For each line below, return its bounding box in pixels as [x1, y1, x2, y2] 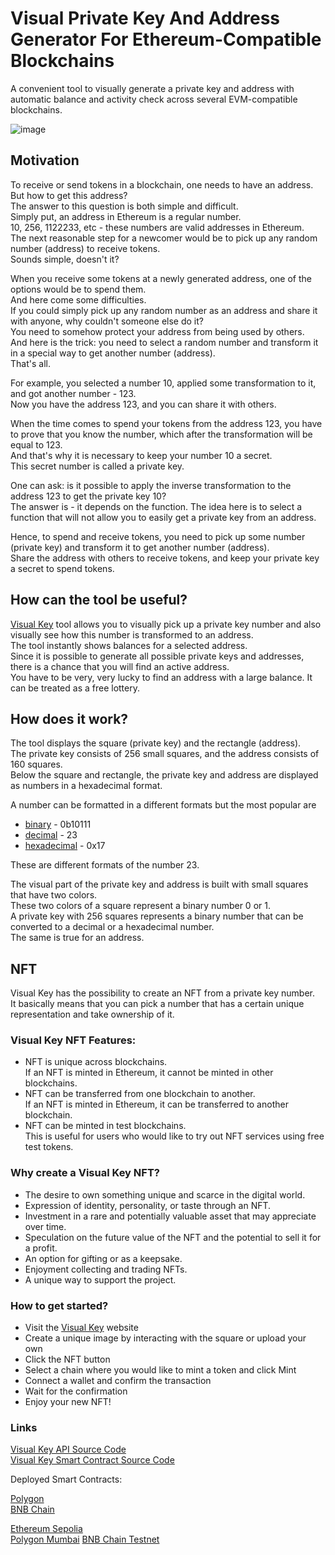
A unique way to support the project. [24, 1273, 177, 1286]
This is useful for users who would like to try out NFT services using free [24, 1130, 325, 1142]
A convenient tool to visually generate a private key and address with [10, 82, 295, 94]
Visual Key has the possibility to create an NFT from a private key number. [10, 987, 316, 999]
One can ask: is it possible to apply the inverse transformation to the [10, 479, 292, 491]
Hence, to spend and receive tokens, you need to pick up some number [10, 530, 306, 542]
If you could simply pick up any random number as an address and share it [10, 304, 318, 316]
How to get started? [10, 1298, 109, 1312]
